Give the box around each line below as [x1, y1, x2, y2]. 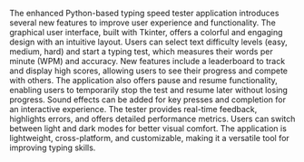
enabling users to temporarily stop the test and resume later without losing [9, 85, 289, 95]
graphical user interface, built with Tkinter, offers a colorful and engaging [9, 27, 283, 37]
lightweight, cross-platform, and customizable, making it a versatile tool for [9, 133, 290, 143]
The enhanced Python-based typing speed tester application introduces [9, 8, 279, 18]
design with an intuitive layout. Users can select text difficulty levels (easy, [9, 36, 288, 47]
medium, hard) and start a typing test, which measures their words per [9, 46, 274, 57]
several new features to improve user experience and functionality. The [9, 17, 277, 28]
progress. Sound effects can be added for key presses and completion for [9, 94, 286, 105]
